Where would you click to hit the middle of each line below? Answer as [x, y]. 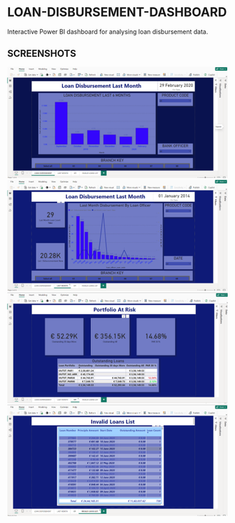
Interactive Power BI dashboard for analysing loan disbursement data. [108, 32]
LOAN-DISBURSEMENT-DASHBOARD [117, 12]
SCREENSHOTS [42, 54]
